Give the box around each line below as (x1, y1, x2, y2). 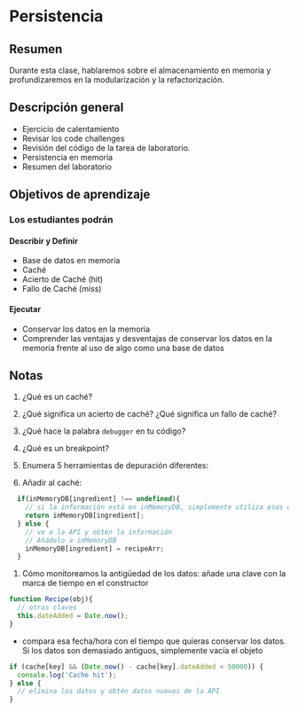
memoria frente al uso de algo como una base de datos (21, 342, 224, 353)
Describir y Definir (9, 235, 78, 246)
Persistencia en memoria (21, 152, 114, 162)
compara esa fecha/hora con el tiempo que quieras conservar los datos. (21, 636, 286, 646)
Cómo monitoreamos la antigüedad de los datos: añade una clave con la (21, 568, 286, 579)
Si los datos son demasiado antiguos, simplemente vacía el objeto (21, 645, 263, 655)
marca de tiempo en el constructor (21, 578, 149, 589)
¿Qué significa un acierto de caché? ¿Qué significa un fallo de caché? (21, 409, 278, 419)
